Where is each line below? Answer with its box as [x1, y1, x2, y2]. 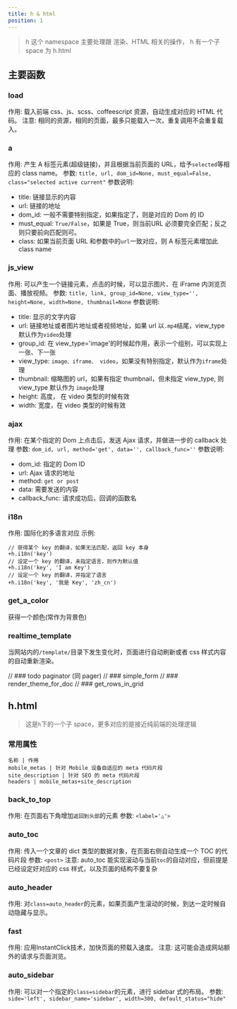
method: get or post [18, 477, 80, 485]
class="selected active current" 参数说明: [8, 178, 135, 186]
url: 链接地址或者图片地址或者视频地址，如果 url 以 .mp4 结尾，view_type [18, 321, 225, 330]
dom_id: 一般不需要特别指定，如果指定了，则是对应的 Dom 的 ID [18, 210, 205, 219]
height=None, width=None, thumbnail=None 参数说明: [8, 297, 160, 306]
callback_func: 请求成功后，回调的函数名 [18, 494, 137, 502]
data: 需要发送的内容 [18, 485, 78, 494]
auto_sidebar [8, 970, 54, 980]
